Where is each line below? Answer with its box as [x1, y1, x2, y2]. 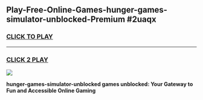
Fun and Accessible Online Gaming [6, 87, 96, 94]
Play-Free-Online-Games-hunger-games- [6, 5, 168, 15]
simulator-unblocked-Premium [6, 15, 126, 25]
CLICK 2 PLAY [6, 55, 48, 64]
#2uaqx [126, 15, 156, 25]
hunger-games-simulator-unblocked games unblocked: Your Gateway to [6, 80, 193, 87]
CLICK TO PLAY [6, 33, 53, 41]
